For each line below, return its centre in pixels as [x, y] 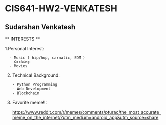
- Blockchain [26, 93]
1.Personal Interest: [25, 48]
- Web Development [31, 89]
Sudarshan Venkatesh [40, 27]
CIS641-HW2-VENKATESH [61, 9]
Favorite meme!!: [30, 102]
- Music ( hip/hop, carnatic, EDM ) [47, 58]
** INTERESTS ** [23, 39]
